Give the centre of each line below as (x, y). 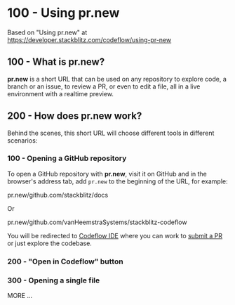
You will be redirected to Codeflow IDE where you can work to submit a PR (115, 235)
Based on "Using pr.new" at (47, 32)
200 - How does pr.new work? (75, 116)
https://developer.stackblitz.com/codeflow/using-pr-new (89, 39)
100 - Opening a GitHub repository (67, 158)
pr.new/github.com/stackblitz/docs (58, 195)
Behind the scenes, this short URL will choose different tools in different (111, 133)
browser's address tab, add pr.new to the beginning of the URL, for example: (117, 181)
